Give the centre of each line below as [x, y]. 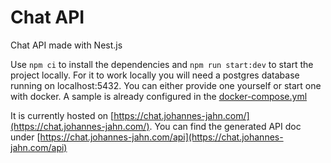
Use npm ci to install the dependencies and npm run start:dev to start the [162, 64]
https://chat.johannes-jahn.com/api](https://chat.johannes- [161, 137]
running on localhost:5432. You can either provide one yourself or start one [166, 85]
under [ [25, 137]
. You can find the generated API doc [225, 126]
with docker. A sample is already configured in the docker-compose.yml [159, 96]
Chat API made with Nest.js [66, 45]
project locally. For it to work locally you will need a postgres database [155, 75]
